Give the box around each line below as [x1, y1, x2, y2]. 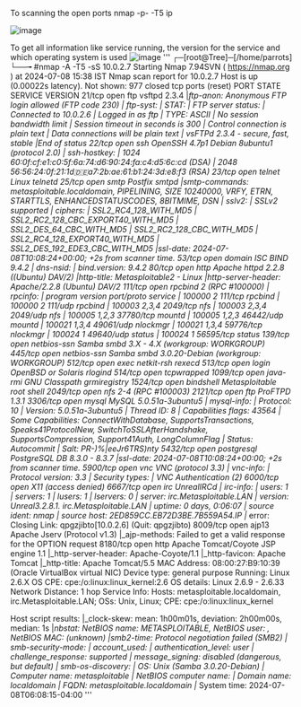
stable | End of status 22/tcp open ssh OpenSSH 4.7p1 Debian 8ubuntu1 [10, 138, 273, 148]
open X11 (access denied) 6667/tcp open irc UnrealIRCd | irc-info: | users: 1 [10, 482, 289, 492]
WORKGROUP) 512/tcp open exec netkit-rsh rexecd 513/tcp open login [10, 358, 271, 368]
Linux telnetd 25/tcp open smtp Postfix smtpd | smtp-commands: [10, 177, 249, 187]
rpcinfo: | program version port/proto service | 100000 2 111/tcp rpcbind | [10, 291, 280, 301]
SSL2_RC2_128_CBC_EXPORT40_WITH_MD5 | [10, 214, 179, 225]
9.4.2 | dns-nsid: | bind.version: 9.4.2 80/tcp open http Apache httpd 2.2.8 [10, 262, 285, 273]
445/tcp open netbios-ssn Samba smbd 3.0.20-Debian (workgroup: [10, 348, 262, 358]
